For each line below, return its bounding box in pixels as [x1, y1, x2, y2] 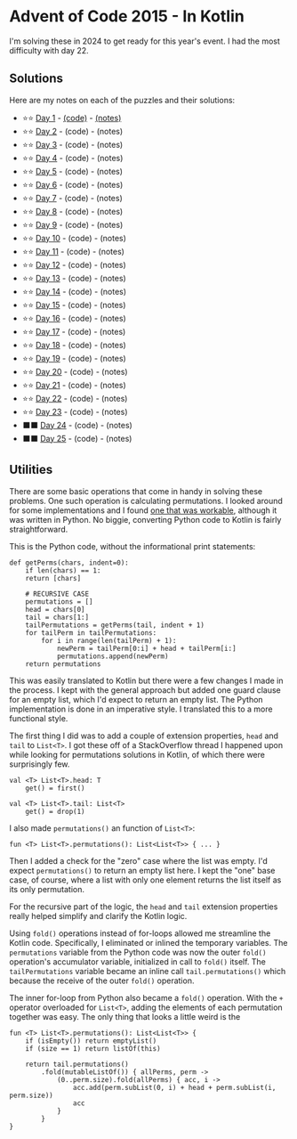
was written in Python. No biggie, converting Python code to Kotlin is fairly [9, 514, 282, 525]
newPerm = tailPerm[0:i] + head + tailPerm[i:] [56, 644, 237, 653]
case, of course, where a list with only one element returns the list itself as [9, 875, 282, 885]
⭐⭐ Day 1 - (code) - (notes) [21, 112, 122, 123]
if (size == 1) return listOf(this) [25, 1044, 162, 1053]
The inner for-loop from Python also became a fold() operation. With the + [9, 992, 284, 1003]
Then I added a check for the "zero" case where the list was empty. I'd [9, 855, 269, 866]
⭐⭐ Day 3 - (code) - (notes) [21, 139, 124, 150]
